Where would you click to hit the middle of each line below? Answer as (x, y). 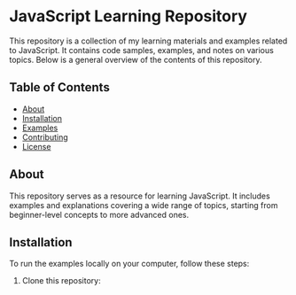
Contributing (45, 137)
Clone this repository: (61, 281)
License (36, 146)
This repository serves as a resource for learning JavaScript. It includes (140, 196)
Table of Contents (60, 87)
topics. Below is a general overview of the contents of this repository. (136, 59)
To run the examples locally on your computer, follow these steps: (129, 264)
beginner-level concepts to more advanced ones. (99, 214)
